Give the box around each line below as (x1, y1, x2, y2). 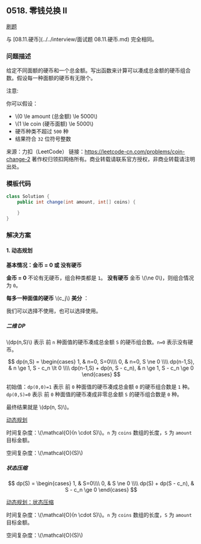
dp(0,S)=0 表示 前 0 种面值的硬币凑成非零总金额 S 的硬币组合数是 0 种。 (6, 391, 182, 398)
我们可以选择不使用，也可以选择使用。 (6, 307, 101, 314)
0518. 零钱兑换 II (6, 5, 67, 16)
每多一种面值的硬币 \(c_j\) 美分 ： (6, 295, 89, 302)
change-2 (6, 156, 31, 163)
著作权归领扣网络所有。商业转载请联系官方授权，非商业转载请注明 (31, 156, 196, 163)
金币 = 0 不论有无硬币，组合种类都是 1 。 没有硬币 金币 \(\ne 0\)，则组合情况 (6, 274, 194, 281)
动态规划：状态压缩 (6, 498, 54, 506)
